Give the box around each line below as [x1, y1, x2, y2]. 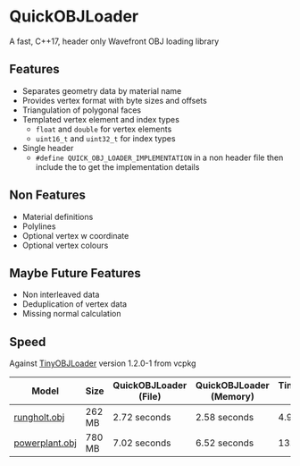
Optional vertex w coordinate [21, 230, 129, 241]
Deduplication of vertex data [21, 299, 128, 309]
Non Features [9, 188, 87, 203]
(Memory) [210, 391, 254, 403]
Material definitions [21, 211, 94, 222]
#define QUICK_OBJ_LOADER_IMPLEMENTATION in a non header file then [35, 152, 284, 163]
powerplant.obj [13, 436, 78, 449]
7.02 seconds [112, 436, 171, 449]
